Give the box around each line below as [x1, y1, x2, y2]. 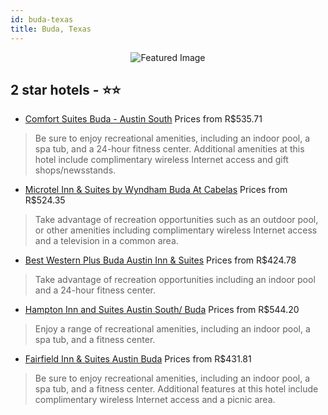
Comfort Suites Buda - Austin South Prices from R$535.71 [24, 113, 263, 125]
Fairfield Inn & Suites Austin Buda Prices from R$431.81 [24, 353, 252, 365]
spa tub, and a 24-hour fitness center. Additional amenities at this [34, 143, 305, 155]
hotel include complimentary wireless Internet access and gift [34, 154, 289, 166]
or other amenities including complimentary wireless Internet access [34, 224, 318, 236]
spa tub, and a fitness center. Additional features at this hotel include [34, 383, 319, 395]
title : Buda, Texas [10, 24, 92, 34]
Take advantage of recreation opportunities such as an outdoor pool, [34, 214, 319, 226]
